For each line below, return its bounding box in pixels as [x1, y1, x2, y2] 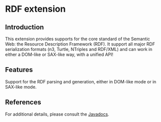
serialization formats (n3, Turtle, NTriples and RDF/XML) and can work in [5, 47, 153, 52]
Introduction [5, 23, 44, 31]
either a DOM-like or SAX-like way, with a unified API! [5, 51, 114, 57]
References [5, 98, 41, 106]
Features [5, 66, 33, 74]
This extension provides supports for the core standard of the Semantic [5, 36, 150, 42]
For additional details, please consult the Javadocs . [5, 111, 109, 117]
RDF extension [5, 3, 66, 15]
